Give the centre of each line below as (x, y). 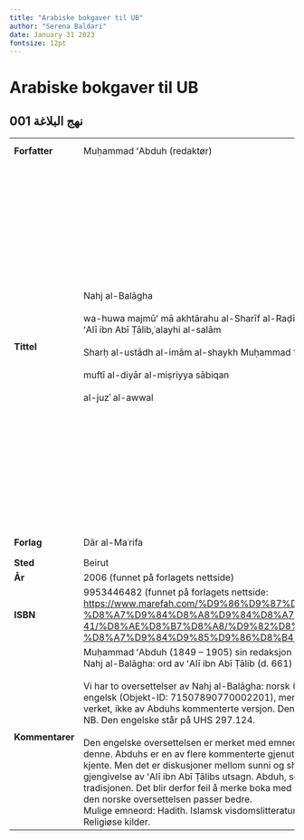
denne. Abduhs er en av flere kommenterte (174, 754)
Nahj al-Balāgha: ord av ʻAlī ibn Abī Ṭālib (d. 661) (188, 663)
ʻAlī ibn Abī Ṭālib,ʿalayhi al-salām (152, 329)
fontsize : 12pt (38, 43)
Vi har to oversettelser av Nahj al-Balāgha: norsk (186, 686)
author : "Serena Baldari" (58, 26)
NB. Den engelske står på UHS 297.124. (169, 721)
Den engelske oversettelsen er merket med (175, 743)
